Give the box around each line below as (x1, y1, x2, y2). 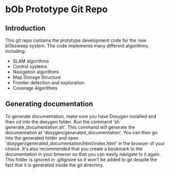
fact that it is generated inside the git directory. (5, 162, 104, 168)
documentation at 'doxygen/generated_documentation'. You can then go (5, 129, 158, 135)
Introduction (5, 24, 46, 33)
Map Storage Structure (12, 74, 61, 80)
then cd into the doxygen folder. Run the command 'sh (5, 119, 120, 125)
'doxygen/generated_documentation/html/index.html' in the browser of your (5, 140, 165, 146)
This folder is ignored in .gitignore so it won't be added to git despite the (5, 156, 157, 162)
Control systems (12, 64, 47, 69)
